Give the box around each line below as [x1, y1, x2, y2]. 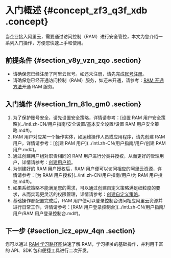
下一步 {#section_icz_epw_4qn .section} [5, 226, 136, 235]
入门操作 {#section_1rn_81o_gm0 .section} [5, 100, 141, 109]
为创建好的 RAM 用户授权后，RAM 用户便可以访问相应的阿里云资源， [12, 166, 158, 172]
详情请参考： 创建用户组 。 [21, 159, 76, 165]
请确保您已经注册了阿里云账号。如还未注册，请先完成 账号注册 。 [12, 71, 147, 77]
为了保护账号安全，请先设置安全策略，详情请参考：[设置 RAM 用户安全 [12, 114, 162, 121]
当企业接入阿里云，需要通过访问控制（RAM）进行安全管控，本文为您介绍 [5, 33, 159, 39]
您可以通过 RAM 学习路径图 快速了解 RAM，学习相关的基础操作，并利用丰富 [5, 241, 163, 247]
